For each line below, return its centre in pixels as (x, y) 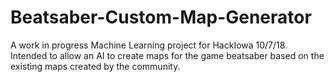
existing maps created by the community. (95, 66)
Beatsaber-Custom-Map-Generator (161, 17)
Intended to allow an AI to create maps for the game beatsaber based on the (167, 55)
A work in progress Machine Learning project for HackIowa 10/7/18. (149, 45)
